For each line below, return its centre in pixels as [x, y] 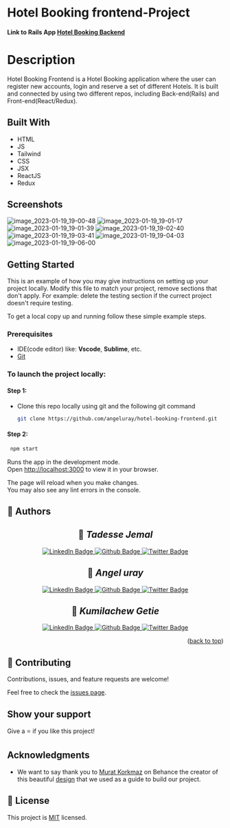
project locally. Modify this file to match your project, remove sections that [112, 288]
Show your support [49, 714]
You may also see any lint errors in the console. [74, 490]
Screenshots [35, 204]
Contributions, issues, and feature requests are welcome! [88, 679]
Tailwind [29, 153]
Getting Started [41, 264]
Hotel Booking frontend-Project [99, 13]
